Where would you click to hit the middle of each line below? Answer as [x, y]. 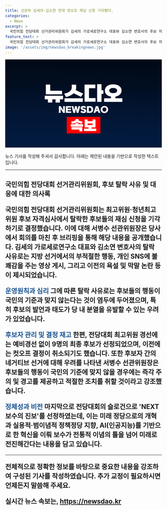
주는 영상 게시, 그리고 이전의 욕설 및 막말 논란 [89, 266]
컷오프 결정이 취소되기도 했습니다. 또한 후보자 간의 [84, 353]
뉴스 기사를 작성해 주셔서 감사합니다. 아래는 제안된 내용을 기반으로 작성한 [75, 156]
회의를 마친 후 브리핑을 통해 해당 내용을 [74, 237]
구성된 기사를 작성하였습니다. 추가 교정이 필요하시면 [86, 476]
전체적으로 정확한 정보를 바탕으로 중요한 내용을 [72, 466]
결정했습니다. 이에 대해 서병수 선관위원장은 [86, 228]
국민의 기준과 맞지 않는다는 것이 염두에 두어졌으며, [77, 300]
